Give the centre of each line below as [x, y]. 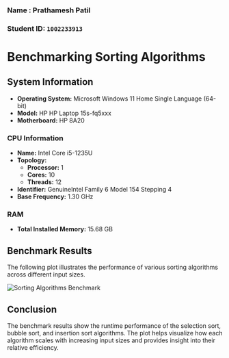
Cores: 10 [41, 175]
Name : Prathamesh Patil [49, 10]
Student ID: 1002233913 [45, 28]
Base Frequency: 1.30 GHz [55, 196]
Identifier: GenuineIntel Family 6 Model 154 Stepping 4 [94, 190]
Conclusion [32, 309]
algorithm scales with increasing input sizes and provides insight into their [111, 340]
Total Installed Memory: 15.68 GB [65, 229]
